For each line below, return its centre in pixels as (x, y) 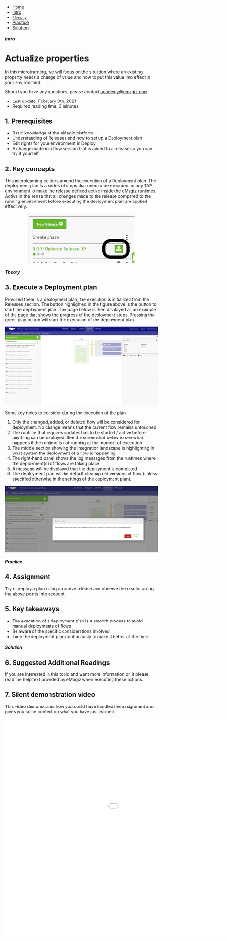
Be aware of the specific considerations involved (61, 631)
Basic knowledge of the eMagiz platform (52, 133)
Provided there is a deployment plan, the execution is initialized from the (77, 299)
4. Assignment (28, 577)
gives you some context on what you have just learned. (60, 711)
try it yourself (25, 154)
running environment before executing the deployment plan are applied (76, 202)
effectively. (16, 206)
